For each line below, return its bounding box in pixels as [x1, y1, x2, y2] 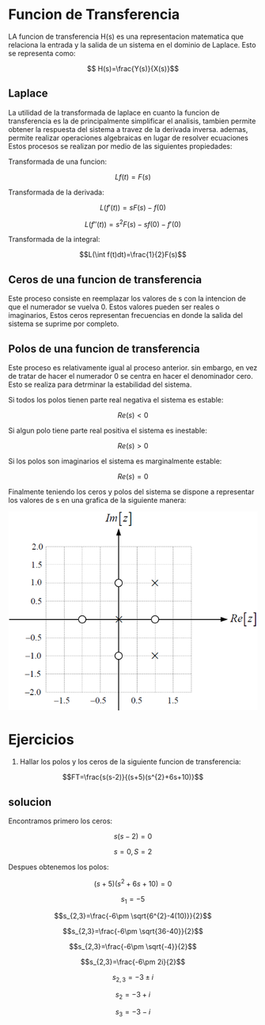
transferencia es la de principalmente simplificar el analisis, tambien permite [8, 116, 256, 126]
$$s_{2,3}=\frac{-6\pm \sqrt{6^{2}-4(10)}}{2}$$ [54, 911, 212, 921]
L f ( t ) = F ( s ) [114, 172, 152, 181]
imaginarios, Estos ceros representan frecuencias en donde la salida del [8, 311, 244, 320]
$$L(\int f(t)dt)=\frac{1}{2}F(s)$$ [78, 250, 187, 259]
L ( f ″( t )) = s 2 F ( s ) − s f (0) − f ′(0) [84, 217, 182, 229]
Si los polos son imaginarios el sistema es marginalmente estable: [8, 456, 222, 466]
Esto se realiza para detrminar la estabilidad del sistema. [8, 380, 192, 389]
